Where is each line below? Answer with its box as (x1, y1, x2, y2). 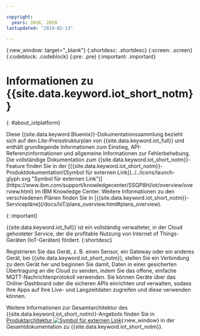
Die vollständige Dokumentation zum (6, 156, 97, 163)
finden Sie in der (26, 163, 67, 170)
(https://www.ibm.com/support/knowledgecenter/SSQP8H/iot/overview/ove (6, 182, 193, 189)
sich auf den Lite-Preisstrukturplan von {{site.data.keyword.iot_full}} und (6, 137, 184, 144)
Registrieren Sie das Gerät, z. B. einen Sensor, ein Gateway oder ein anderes (6, 248, 195, 255)
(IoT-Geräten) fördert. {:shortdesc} (27, 237, 112, 244)
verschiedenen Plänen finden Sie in (6, 194, 94, 201)
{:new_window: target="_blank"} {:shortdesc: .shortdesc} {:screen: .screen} (6, 47, 193, 54)
